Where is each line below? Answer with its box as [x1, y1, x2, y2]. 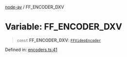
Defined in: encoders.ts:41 [5, 46, 58, 53]
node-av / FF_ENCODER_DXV [5, 4, 64, 10]
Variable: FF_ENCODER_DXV [5, 21, 122, 32]
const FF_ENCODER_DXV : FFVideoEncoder [16, 37, 101, 43]
